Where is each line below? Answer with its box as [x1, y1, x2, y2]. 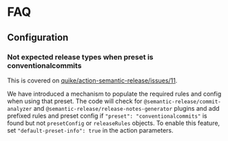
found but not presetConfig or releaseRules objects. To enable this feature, [7, 118, 220, 127]
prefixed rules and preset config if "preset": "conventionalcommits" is [7, 111, 208, 120]
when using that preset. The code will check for [7, 97, 143, 105]
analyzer [7, 105, 32, 112]
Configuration [7, 32, 69, 43]
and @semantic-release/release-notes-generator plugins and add [33, 104, 220, 112]
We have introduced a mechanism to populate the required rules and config [7, 89, 222, 98]
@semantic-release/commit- [143, 98, 222, 105]
